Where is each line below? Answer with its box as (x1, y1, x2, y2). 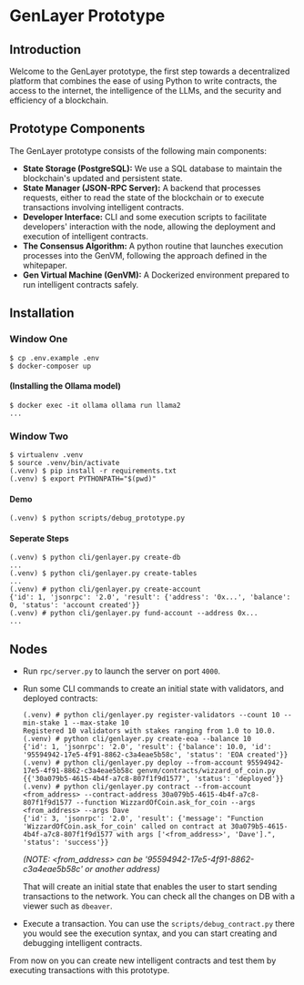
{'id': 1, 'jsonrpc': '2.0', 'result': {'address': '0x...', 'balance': (9, 593, 291, 602)
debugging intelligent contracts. (22, 938, 143, 949)
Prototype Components (9, 121, 146, 137)
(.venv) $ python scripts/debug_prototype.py (9, 513, 185, 523)
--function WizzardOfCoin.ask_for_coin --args (76, 798, 256, 807)
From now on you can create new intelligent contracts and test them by (9, 955, 277, 966)
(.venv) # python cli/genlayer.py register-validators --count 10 (22, 711, 280, 720)
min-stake (22, 718, 61, 728)
